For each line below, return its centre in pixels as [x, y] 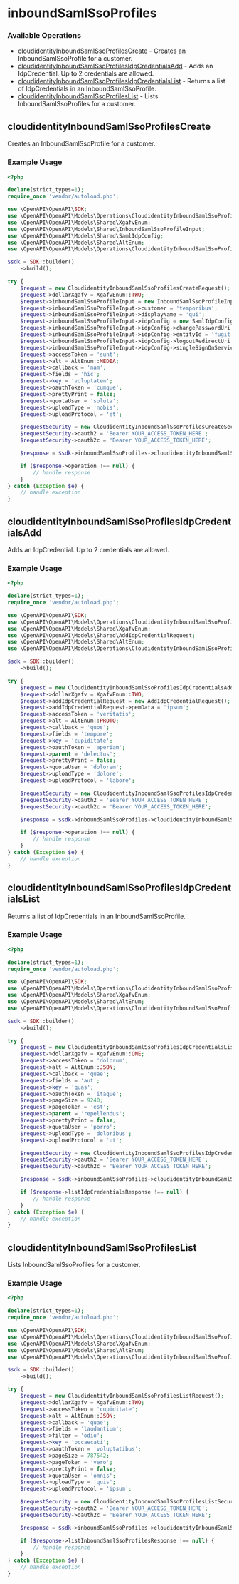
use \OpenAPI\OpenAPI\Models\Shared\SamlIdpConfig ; [85, 236]
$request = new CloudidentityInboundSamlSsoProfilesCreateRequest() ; [126, 288]
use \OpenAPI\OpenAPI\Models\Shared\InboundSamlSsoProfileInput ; [106, 229]
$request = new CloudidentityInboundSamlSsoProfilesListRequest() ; [122, 1396]
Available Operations [44, 36]
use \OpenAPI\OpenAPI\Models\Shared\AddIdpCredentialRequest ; [101, 635]
